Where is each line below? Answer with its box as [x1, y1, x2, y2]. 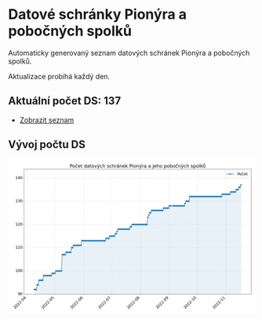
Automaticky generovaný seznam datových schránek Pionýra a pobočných [8, 48, 250, 57]
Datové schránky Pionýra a [8, 5, 187, 24]
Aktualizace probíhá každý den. [8, 71, 111, 81]
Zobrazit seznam [19, 115, 75, 125]
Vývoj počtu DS [8, 138, 86, 151]
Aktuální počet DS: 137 [8, 94, 122, 107]
